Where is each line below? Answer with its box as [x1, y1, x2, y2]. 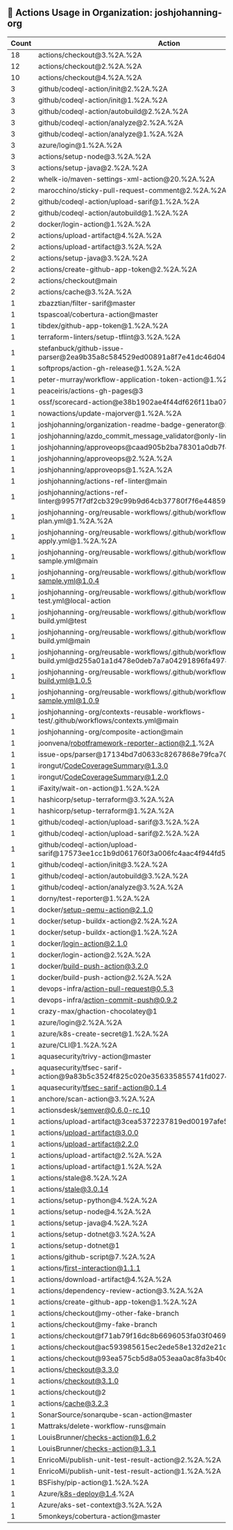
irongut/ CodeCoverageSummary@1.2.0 [37, 772, 169, 782]
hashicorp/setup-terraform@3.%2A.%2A [37, 794, 175, 804]
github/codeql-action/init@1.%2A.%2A [37, 95, 168, 105]
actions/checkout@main [37, 276, 118, 285]
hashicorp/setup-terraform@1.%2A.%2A [37, 806, 175, 816]
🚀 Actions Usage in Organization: [7, 7, 153, 19]
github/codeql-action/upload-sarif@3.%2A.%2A [37, 817, 200, 827]
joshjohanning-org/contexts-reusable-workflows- [37, 707, 206, 716]
